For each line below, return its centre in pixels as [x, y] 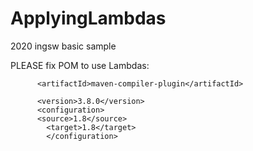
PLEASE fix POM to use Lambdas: [80, 65]
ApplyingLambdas [88, 18]
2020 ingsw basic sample [63, 46]
